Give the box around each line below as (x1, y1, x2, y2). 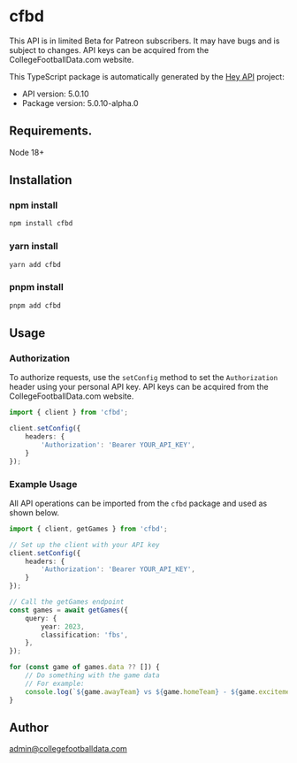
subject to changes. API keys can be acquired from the (9, 44, 209, 55)
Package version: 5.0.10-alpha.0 (21, 97, 139, 108)
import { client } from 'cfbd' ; (9, 408, 128, 417)
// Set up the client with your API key (9, 540, 161, 549)
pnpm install (9, 281, 64, 294)
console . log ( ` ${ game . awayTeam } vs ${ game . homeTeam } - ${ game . (25, 687, 259, 696)
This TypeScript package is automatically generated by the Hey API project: (9, 71, 285, 81)
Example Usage (9, 477, 78, 490)
